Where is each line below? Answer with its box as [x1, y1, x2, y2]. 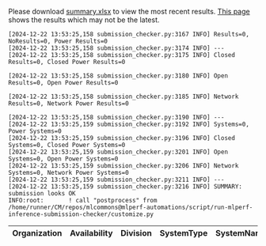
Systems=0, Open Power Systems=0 [8, 155, 119, 163]
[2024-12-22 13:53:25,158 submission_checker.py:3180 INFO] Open [8, 72, 228, 80]
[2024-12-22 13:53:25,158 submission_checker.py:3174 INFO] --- [8, 44, 225, 52]
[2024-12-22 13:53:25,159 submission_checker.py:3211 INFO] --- [8, 176, 225, 184]
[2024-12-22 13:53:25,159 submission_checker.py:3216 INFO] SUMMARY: [8, 183, 243, 191]
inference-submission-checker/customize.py [8, 210, 154, 218]
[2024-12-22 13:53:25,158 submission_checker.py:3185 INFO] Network [8, 93, 239, 100]
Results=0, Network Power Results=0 [8, 100, 129, 108]
